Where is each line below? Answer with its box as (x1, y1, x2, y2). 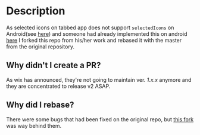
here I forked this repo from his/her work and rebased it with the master (6, 36, 182, 44)
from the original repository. (6, 43, 74, 50)
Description (6, 4, 65, 18)
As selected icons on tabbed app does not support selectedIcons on (6, 24, 174, 31)
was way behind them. (6, 122, 62, 129)
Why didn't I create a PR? (6, 60, 101, 70)
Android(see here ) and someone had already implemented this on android (6, 30, 187, 37)
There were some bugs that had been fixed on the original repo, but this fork (6, 115, 194, 123)
